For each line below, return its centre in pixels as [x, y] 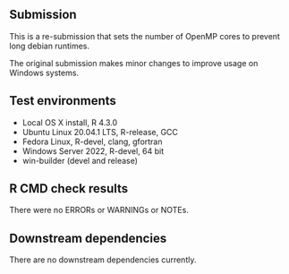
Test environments [63, 101]
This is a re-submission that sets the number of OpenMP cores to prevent [144, 36]
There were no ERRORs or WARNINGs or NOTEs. [99, 210]
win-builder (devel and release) [80, 160]
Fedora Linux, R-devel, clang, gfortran [92, 141]
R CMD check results [69, 188]
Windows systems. [44, 73]
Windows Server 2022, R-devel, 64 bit [93, 150]
